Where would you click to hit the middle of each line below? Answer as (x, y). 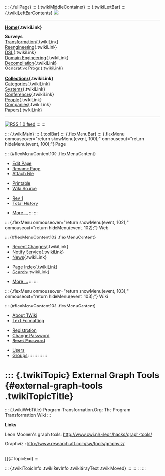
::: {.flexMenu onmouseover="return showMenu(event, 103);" (67, 291)
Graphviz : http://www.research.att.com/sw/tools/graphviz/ (65, 443)
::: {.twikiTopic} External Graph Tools (82, 375)
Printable (21, 183)
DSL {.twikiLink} (21, 52)
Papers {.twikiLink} (24, 110)
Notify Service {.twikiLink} (38, 252)
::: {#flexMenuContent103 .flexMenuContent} (51, 306)
